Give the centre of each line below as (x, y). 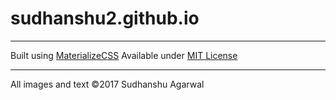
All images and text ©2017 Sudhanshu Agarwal (107, 84)
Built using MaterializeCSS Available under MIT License (124, 55)
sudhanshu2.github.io (105, 18)
